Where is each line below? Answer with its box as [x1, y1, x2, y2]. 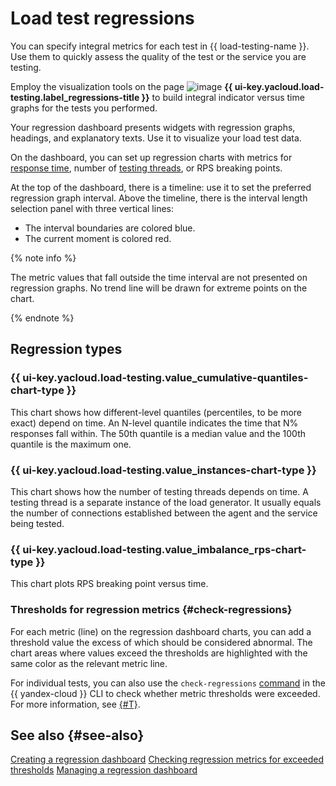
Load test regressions [10, 7, 195, 30]
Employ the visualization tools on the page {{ [10, 80, 233, 92]
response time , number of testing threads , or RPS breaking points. [10, 162, 283, 174]
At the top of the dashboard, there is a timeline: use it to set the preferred [10, 181, 312, 193]
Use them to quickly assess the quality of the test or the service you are [10, 50, 307, 62]
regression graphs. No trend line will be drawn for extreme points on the [10, 282, 308, 294]
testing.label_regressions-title [10, 91, 140, 103]
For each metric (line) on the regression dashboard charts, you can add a [10, 625, 312, 637]
